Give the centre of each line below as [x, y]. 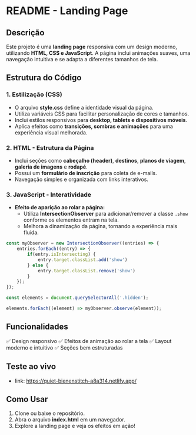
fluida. [31, 233]
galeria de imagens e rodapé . [51, 167]
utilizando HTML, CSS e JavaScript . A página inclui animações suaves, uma [98, 53]
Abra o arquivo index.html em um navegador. [70, 420]
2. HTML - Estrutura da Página [50, 147]
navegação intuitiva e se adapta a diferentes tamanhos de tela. [82, 59]
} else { [38, 265]
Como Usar [27, 399]
